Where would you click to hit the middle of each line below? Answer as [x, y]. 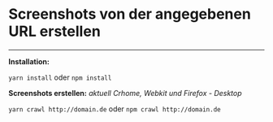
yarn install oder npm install [60, 77]
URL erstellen [55, 31]
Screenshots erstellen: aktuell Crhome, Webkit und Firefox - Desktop [125, 93]
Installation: [29, 61]
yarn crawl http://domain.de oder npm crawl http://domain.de [115, 109]
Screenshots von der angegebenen [130, 14]
